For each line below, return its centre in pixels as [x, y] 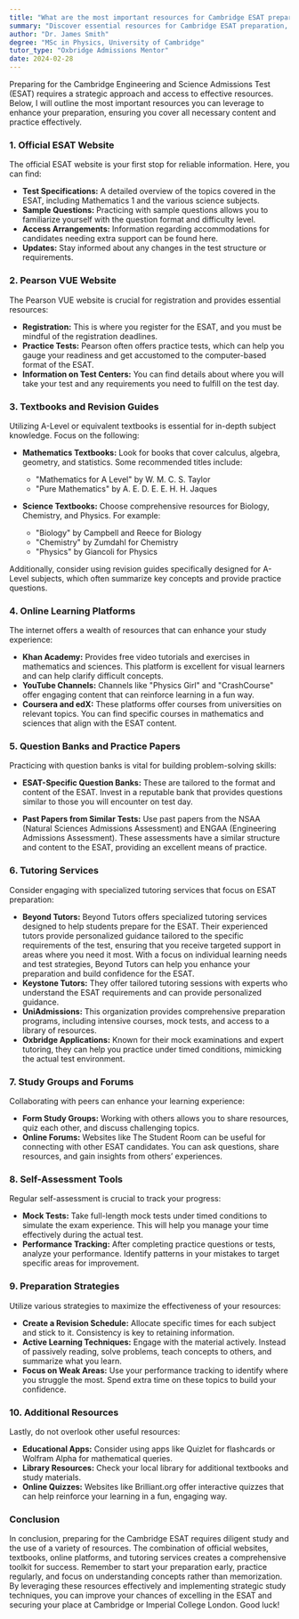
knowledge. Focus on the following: [74, 435]
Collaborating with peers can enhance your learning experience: [127, 1102]
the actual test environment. [73, 1058]
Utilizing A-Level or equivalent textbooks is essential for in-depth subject [142, 426]
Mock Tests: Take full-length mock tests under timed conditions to [145, 1216]
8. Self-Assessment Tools [66, 1179]
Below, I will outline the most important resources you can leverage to [137, 103]
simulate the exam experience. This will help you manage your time [145, 1225]
